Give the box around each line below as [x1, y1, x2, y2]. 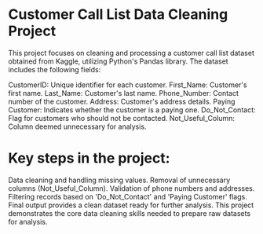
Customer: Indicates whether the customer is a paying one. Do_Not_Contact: [8, 104, 256, 115]
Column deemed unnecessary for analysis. [8, 122, 147, 131]
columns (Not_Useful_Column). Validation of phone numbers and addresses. [8, 183, 255, 193]
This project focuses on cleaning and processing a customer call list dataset [8, 48, 255, 57]
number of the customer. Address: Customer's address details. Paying [8, 97, 236, 106]
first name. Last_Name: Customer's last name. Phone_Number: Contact [8, 88, 239, 97]
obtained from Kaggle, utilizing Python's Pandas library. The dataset [8, 57, 229, 66]
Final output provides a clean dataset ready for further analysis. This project [8, 200, 254, 210]
